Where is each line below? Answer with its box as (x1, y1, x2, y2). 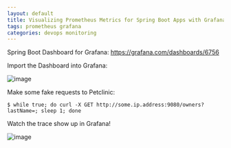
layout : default (7, 10, 54, 17)
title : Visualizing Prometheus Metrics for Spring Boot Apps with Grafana (7, 17, 226, 23)
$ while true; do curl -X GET (7, 101, 94, 109)
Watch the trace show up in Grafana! (7, 120, 111, 128)
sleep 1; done (41, 107, 81, 114)
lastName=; (7, 107, 38, 114)
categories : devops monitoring (7, 29, 97, 36)
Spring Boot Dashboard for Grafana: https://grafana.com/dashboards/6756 (7, 48, 220, 56)
